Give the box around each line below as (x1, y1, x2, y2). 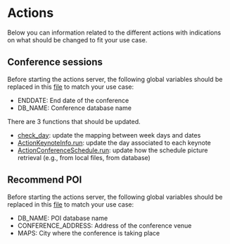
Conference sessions (7, 56, 103, 68)
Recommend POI (7, 174, 82, 186)
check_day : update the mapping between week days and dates (17, 130, 201, 139)
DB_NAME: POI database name (17, 214, 108, 222)
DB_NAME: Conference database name (17, 104, 132, 112)
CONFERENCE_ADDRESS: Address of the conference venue (17, 221, 192, 230)
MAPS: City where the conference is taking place (17, 228, 160, 237)
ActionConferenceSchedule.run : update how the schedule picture (17, 146, 208, 154)
